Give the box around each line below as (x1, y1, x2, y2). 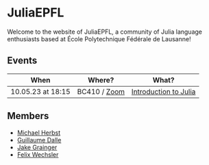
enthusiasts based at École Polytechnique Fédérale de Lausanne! (7, 34, 191, 43)
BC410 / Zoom (77, 87, 125, 96)
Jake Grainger (16, 143, 58, 151)
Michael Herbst (16, 129, 61, 137)
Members (7, 110, 49, 122)
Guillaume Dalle (16, 135, 62, 144)
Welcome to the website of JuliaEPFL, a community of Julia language (7, 27, 202, 36)
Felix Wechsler (16, 150, 59, 159)
